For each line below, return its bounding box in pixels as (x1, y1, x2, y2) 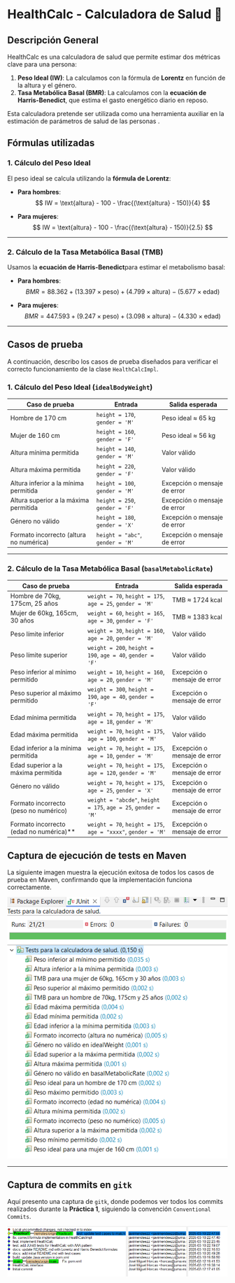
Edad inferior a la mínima (10, 744, 82, 753)
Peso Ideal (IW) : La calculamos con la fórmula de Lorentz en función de (17, 73, 226, 82)
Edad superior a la (10, 761, 63, 770)
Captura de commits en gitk (7, 1179, 132, 1191)
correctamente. (7, 883, 52, 891)
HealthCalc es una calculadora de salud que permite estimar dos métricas (7, 52, 221, 61)
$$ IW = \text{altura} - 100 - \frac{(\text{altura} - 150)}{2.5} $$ (32, 223, 213, 232)
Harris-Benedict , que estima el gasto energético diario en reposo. (17, 96, 208, 104)
